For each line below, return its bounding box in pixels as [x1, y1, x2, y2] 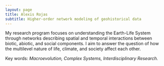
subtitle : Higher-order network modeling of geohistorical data [5, 16, 142, 21]
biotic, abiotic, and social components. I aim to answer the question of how [5, 41, 159, 47]
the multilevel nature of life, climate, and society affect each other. [5, 46, 141, 52]
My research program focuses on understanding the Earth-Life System [5, 30, 151, 36]
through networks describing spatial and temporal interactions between [5, 35, 153, 41]
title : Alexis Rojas [5, 12, 48, 17]
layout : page [5, 7, 32, 12]
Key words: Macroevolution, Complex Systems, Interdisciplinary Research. [5, 56, 159, 62]
